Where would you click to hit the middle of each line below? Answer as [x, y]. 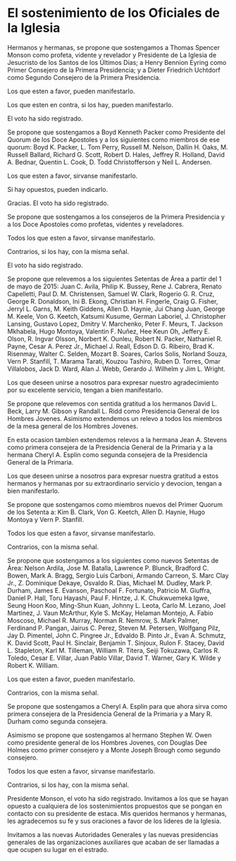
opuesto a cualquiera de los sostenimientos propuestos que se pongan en [115, 806]
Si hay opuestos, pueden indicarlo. [57, 189]
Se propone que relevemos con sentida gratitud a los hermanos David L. [112, 403]
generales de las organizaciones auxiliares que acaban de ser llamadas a [113, 842]
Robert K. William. [33, 665]
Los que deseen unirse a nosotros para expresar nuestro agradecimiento [113, 382]
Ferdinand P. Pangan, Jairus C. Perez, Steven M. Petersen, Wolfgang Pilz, [114, 628]
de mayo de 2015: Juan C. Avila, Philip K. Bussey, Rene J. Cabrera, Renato [114, 286]
